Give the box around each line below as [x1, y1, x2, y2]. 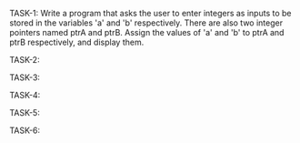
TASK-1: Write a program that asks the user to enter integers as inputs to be [9, 8, 292, 18]
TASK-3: [9, 72, 41, 83]
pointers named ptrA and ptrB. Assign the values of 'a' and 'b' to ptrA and [9, 27, 285, 37]
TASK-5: [9, 107, 41, 117]
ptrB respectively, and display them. [9, 36, 145, 47]
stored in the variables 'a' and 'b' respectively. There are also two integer [9, 17, 284, 28]
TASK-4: [9, 90, 41, 100]
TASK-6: [9, 125, 41, 136]
